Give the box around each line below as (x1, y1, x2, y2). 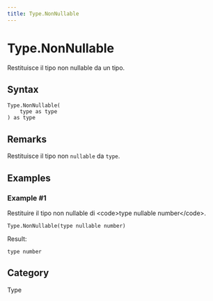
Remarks (7, 133, 47, 145)
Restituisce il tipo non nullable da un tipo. (7, 64, 125, 72)
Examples (7, 172, 51, 184)
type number (7, 248, 42, 255)
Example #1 (7, 193, 47, 203)
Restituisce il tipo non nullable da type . (7, 152, 120, 161)
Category (7, 267, 49, 279)
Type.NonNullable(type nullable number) (7, 222, 127, 229)
